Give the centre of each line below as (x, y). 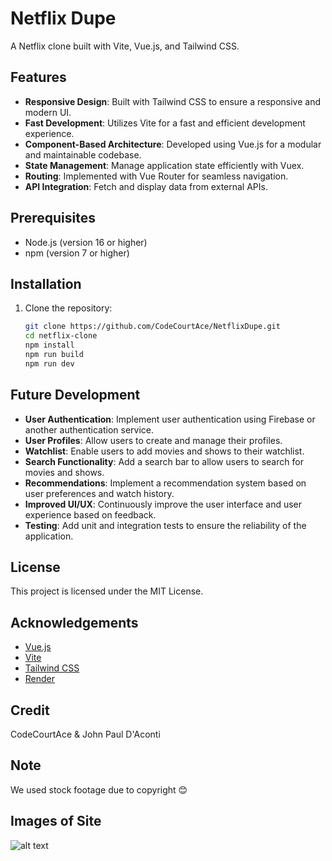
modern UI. (48, 112)
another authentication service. (89, 429)
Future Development (75, 395)
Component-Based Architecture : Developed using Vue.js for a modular (173, 144)
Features (38, 77)
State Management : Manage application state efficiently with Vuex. (164, 165)
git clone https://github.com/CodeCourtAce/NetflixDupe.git (152, 327)
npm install (49, 345)
